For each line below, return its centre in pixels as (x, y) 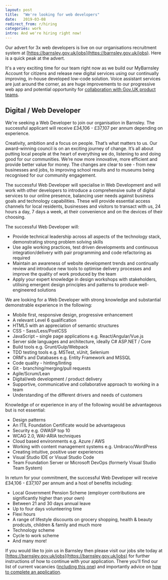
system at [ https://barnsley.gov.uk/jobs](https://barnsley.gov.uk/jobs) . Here (83, 53)
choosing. (16, 217)
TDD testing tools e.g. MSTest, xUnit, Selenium (61, 352)
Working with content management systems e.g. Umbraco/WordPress (85, 446)
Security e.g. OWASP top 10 (41, 430)
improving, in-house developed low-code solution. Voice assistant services (83, 79)
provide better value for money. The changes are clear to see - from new (80, 164)
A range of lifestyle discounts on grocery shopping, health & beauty (82, 519)
